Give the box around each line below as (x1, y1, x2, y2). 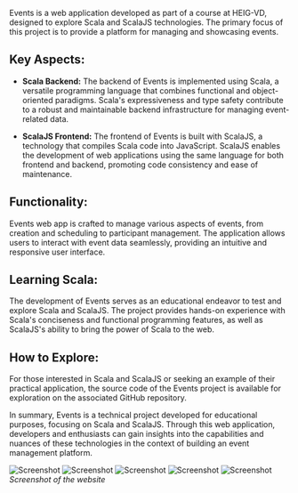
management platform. (9, 448, 93, 458)
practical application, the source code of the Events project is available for (9, 383, 282, 394)
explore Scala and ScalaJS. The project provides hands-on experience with (9, 305, 286, 316)
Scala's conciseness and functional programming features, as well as (9, 315, 264, 326)
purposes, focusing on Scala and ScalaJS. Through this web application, (9, 419, 276, 430)
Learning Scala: (9, 272, 98, 287)
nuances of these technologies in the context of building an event (9, 438, 250, 449)
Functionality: (9, 195, 88, 210)
